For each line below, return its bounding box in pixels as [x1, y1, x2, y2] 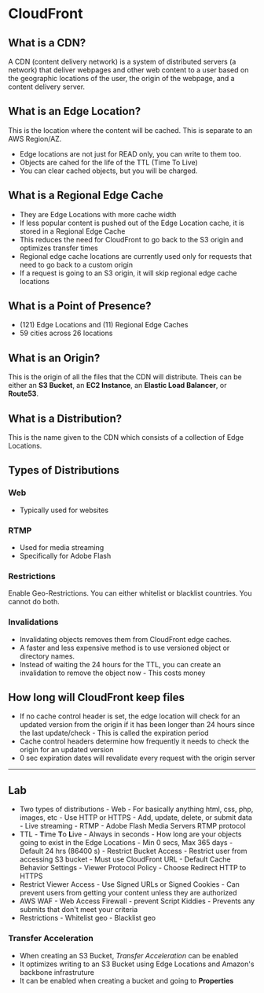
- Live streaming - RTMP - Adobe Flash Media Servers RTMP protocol [19, 821, 246, 831]
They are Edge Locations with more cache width [19, 209, 177, 219]
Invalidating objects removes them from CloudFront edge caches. [19, 634, 232, 644]
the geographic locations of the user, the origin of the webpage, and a [8, 74, 235, 83]
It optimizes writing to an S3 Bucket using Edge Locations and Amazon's [19, 959, 255, 969]
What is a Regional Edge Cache [8, 189, 163, 202]
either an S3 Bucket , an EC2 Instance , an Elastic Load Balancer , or [8, 381, 227, 390]
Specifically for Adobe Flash [19, 552, 112, 561]
